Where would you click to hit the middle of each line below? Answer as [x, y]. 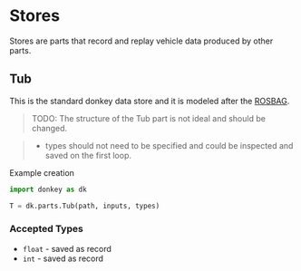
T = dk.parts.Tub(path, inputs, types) [85, 206]
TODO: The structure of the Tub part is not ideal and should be [148, 118]
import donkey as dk [49, 189]
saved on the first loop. [88, 155]
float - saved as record [67, 248]
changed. [49, 128]
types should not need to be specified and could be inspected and [169, 145]
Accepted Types [46, 229]
